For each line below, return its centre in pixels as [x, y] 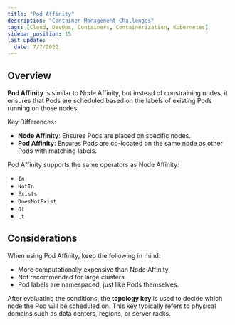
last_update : [27, 41]
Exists [27, 194]
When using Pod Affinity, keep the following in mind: [84, 255]
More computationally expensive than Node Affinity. [94, 269]
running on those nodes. [43, 108]
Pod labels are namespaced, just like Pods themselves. [98, 284]
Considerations [42, 239]
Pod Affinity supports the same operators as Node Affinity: [93, 164]
